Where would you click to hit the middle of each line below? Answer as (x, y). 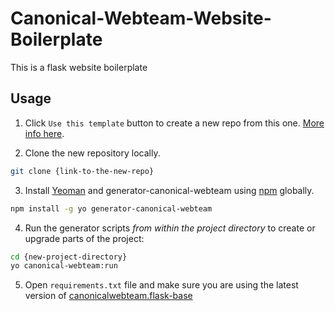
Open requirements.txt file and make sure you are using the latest (161, 285)
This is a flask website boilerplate (79, 67)
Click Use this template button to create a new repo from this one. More (174, 123)
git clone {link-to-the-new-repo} (82, 171)
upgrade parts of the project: (84, 238)
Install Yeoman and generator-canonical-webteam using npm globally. (169, 190)
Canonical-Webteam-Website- (141, 18)
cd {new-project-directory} (69, 257)
